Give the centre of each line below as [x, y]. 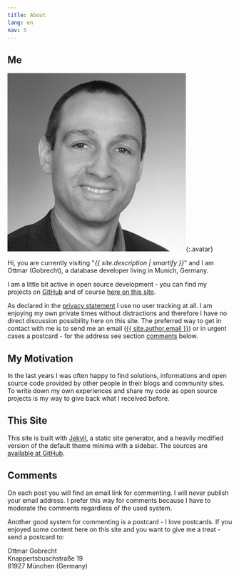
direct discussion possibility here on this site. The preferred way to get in [115, 321]
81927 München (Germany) [47, 566]
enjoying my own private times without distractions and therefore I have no [117, 313]
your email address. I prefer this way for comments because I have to [109, 500]
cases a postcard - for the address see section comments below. [103, 336]
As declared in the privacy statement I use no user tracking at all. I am [110, 306]
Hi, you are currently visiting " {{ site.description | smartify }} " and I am [111, 263]
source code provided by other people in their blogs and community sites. [116, 383]
